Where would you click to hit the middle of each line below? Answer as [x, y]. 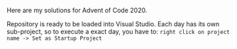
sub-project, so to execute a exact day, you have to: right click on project [118, 32]
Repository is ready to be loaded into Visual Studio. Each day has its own [113, 24]
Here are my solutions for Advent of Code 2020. [77, 10]
